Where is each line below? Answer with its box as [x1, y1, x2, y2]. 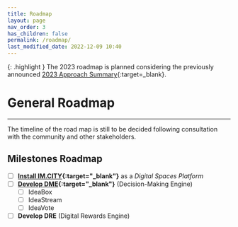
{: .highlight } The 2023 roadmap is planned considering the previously [7, 63, 214, 71]
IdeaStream [28, 195, 62, 204]
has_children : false [7, 30, 69, 37]
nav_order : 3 [7, 23, 46, 30]
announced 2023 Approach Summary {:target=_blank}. [7, 70, 166, 78]
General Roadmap [7, 95, 115, 111]
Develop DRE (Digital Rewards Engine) [17, 211, 130, 220]
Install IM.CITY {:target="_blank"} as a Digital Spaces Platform [17, 171, 204, 180]
